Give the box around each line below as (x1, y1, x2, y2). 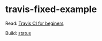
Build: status (5, 30, 31, 36)
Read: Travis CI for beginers (5, 20, 64, 26)
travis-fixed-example (5, 4, 97, 15)
